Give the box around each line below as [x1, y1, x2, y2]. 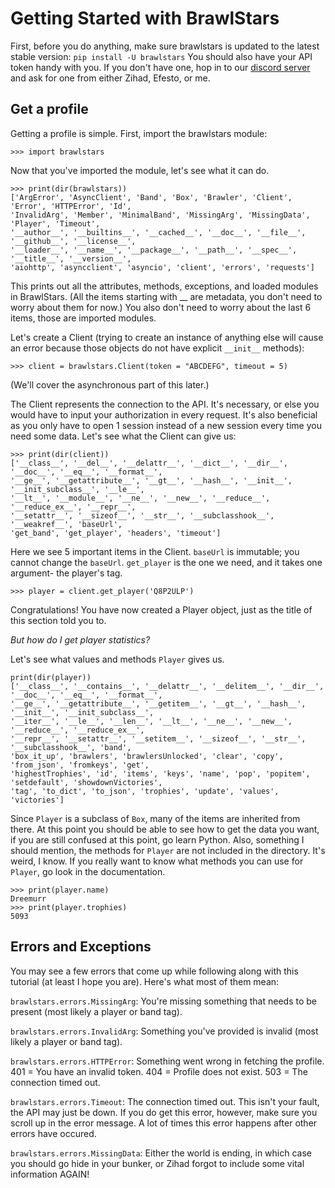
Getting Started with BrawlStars [10, 7, 280, 30]
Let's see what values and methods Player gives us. [10, 653, 225, 665]
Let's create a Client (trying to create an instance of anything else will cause [10, 331, 324, 343]
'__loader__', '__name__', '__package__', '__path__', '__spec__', [10, 245, 298, 255]
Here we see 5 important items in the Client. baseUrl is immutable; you [10, 545, 300, 557]
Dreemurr [10, 893, 47, 904]
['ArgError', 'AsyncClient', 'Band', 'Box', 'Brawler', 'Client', [10, 192, 293, 202]
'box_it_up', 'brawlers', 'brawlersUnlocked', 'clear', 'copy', [10, 751, 284, 761]
